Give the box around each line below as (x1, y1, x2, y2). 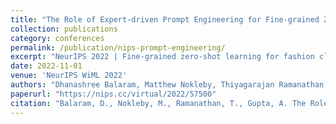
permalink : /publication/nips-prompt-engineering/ (10, 42, 226, 53)
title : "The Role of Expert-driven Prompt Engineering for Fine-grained (10, 14, 320, 25)
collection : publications (10, 24, 118, 34)
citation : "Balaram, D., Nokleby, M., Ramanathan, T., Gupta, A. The (10, 98, 307, 108)
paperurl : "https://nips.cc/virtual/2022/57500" (10, 89, 217, 99)
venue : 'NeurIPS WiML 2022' (10, 71, 128, 81)
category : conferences (10, 33, 105, 43)
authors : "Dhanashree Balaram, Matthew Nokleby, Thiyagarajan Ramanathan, (10, 80, 329, 90)
